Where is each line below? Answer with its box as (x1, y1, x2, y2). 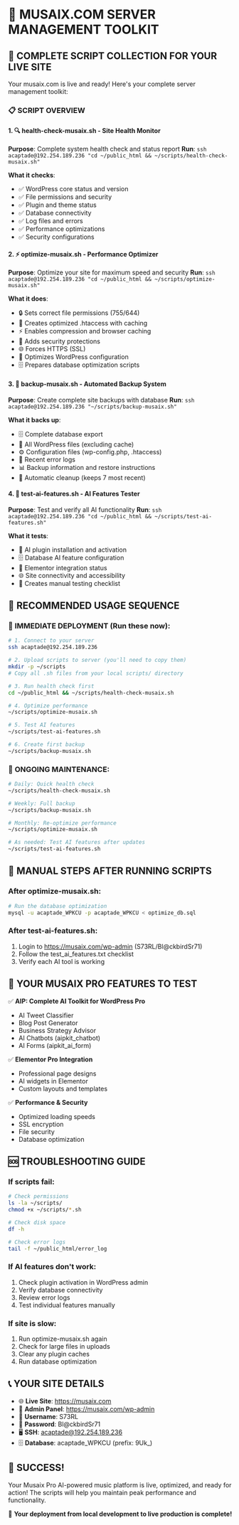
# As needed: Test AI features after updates (8, 839, 145, 846)
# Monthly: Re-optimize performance (8, 819, 117, 827)
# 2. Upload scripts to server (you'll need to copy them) (8, 657, 187, 664)
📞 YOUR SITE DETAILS (8, 1378, 105, 1390)
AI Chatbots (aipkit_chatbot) (18, 1034, 101, 1042)
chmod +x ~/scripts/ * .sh (8, 1206, 82, 1214)
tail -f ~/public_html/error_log (8, 1245, 107, 1252)
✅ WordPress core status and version (18, 185, 129, 193)
